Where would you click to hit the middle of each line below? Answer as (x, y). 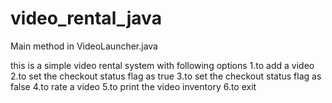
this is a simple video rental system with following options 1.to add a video (162, 65)
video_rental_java (86, 18)
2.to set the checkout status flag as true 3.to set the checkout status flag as (166, 76)
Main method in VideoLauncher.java (84, 46)
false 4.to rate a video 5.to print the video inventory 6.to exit (133, 86)
